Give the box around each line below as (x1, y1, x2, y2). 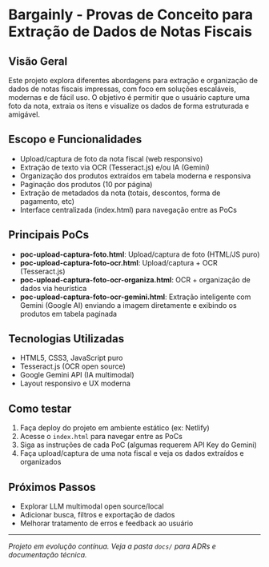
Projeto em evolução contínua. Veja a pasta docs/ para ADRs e (8, 541, 216, 551)
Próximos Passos (8, 480, 96, 493)
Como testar (8, 401, 72, 415)
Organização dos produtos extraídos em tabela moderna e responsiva (19, 170, 251, 181)
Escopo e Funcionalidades (8, 133, 143, 146)
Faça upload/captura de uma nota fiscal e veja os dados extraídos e (19, 449, 244, 458)
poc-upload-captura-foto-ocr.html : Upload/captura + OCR (19, 258, 218, 267)
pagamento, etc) (19, 196, 74, 206)
